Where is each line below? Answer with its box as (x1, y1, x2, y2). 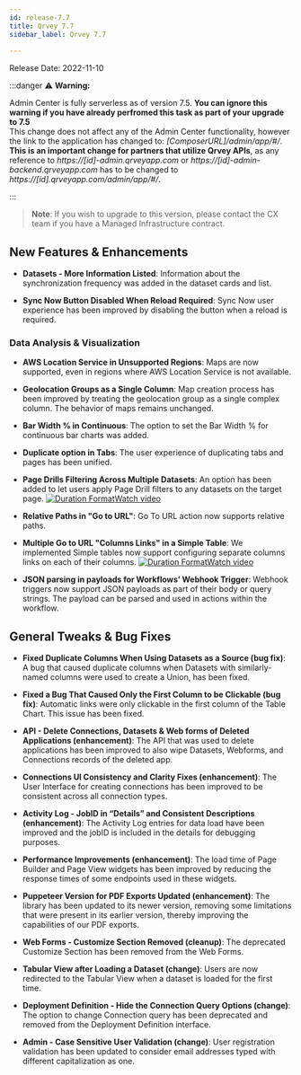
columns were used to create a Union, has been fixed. (49, 672, 250, 683)
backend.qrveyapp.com (9, 164, 98, 175)
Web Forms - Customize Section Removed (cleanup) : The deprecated (22, 937, 286, 947)
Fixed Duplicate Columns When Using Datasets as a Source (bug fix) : (22, 653, 286, 664)
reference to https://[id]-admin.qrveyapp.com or (9, 154, 189, 166)
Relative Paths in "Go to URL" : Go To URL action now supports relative (22, 511, 285, 522)
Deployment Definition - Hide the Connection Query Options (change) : (22, 1000, 291, 1011)
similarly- (237, 662, 272, 674)
